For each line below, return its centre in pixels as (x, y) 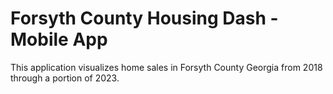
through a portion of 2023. (65, 78)
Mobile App (59, 39)
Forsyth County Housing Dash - (144, 18)
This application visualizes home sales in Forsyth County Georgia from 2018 (166, 67)
